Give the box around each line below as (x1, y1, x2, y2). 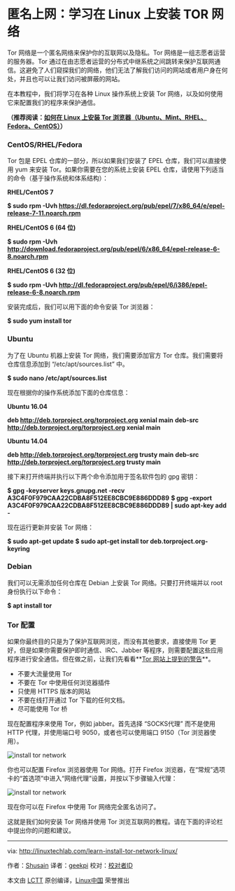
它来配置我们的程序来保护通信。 (7, 98, 99, 106)
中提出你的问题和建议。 (7, 827, 75, 835)
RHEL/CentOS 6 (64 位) (7, 223, 76, 232)
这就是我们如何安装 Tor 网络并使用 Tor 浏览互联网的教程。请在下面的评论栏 (7, 818, 223, 826)
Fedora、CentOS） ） (7, 122, 66, 130)
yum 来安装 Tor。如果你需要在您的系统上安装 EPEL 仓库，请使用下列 (15, 165, 212, 174)
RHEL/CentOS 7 (7, 188, 54, 197)
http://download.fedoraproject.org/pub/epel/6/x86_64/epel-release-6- (7, 245, 220, 253)
